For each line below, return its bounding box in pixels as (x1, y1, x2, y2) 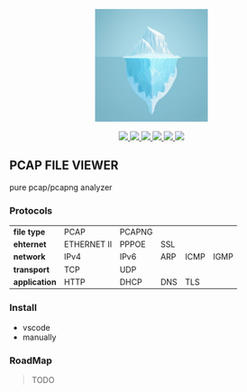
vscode (22, 322, 51, 333)
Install (9, 302, 38, 315)
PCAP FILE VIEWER (9, 158, 119, 173)
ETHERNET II (64, 239, 113, 250)
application (13, 276, 57, 287)
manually (22, 332, 57, 342)
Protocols (9, 204, 53, 216)
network (13, 251, 46, 262)
